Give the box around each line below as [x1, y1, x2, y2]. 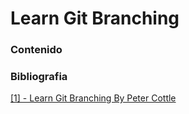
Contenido [10, 43, 63, 57]
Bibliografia [10, 70, 68, 84]
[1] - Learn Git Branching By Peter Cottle [10, 92, 177, 104]
